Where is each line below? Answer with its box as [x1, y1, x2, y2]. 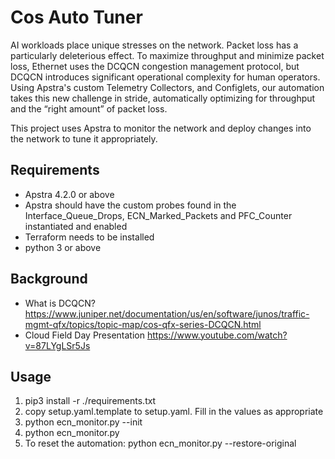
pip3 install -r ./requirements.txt [24, 395, 157, 407]
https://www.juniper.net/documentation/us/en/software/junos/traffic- [24, 307, 310, 320]
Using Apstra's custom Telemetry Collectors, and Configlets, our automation [10, 81, 325, 93]
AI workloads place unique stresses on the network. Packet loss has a [10, 39, 299, 51]
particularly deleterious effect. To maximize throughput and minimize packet [10, 49, 325, 61]
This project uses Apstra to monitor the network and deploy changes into [10, 122, 312, 134]
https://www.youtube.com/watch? [146, 329, 288, 341]
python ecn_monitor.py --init [24, 416, 143, 428]
